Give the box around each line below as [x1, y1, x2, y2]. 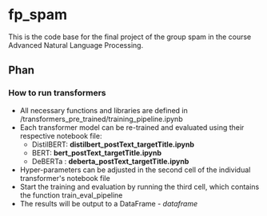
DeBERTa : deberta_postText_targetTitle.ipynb [31, 156, 189, 166]
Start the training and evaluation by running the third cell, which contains [19, 182, 260, 191]
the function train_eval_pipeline [19, 190, 123, 200]
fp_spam [8, 6, 68, 24]
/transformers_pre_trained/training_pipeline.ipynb [19, 114, 183, 124]
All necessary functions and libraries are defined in [19, 105, 188, 115]
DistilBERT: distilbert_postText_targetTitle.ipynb [31, 139, 194, 149]
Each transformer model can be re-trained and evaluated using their [19, 122, 245, 132]
